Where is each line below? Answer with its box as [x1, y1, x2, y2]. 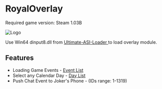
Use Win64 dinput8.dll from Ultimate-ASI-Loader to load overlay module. [5, 39, 157, 45]
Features [5, 54, 34, 62]
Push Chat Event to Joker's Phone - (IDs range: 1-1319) [12, 77, 128, 83]
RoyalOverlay [5, 3, 63, 15]
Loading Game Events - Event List [12, 67, 84, 73]
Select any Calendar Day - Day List [12, 72, 86, 78]
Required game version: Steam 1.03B [5, 20, 82, 26]
